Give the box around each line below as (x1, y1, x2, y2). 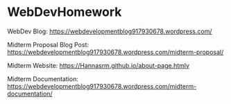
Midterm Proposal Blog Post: (7, 40, 89, 49)
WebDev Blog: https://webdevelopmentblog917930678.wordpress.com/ (7, 27, 212, 35)
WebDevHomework (7, 4, 122, 20)
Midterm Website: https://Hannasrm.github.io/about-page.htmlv (7, 61, 189, 69)
